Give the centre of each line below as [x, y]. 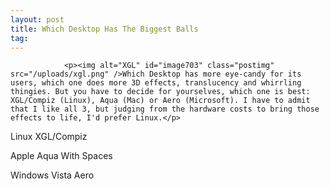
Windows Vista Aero [52, 175]
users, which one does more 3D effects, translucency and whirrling [156, 83]
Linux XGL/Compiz [49, 137]
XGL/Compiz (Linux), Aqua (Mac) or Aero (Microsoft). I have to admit [160, 101]
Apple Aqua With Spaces [61, 156]
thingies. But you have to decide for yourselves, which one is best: [160, 92]
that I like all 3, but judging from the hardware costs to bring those [165, 109]
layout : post [37, 19]
